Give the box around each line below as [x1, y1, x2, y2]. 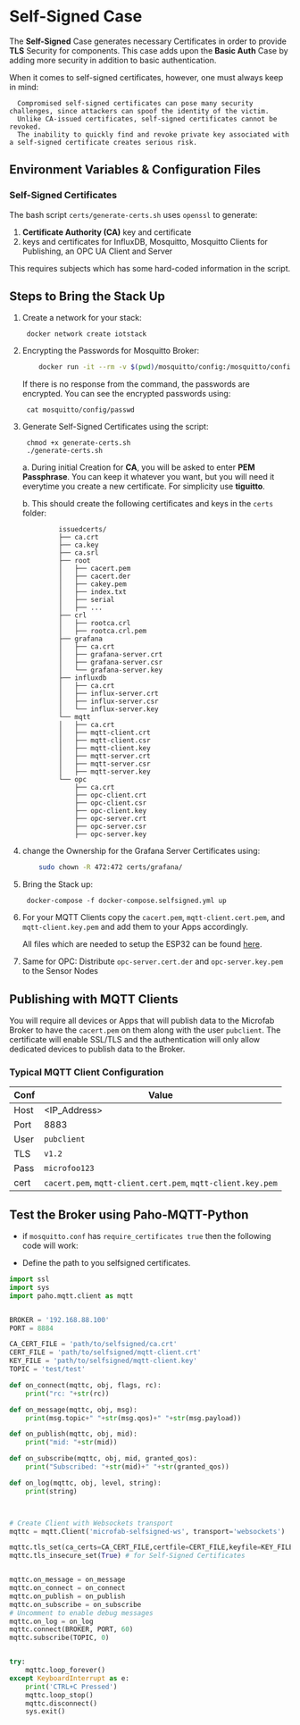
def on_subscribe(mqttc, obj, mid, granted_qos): [9, 1454, 198, 1463]
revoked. [9, 122, 42, 131]
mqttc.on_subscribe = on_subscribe [9, 1600, 142, 1609]
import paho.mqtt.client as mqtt [9, 1291, 134, 1301]
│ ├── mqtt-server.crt [58, 752, 151, 761]
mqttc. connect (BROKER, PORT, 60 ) [9, 1625, 134, 1634]
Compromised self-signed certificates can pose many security [17, 98, 254, 108]
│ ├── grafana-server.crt [58, 650, 163, 659]
